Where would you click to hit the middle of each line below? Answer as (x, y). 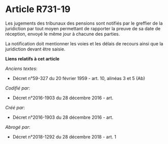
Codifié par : (18, 88)
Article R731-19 (38, 9)
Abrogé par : (18, 127)
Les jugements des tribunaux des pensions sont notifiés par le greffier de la (84, 23)
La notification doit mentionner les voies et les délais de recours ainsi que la (84, 43)
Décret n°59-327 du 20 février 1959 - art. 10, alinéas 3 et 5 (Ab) (79, 78)
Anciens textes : (22, 68)
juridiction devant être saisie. (35, 49)
